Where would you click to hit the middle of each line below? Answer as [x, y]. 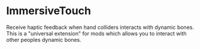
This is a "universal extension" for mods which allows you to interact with [96, 33]
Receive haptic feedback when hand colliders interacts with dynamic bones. [100, 27]
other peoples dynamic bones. [44, 40]
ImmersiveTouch [49, 11]
